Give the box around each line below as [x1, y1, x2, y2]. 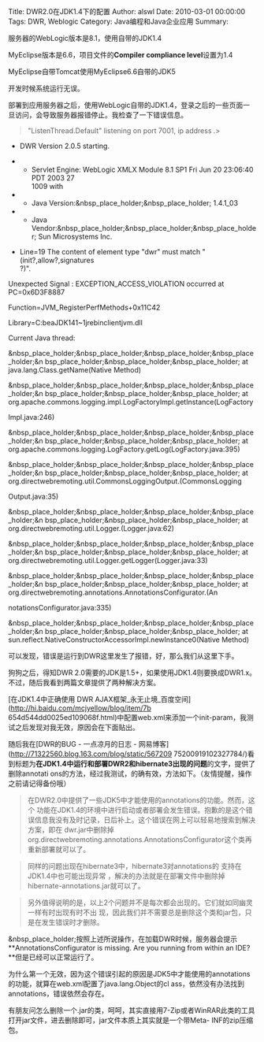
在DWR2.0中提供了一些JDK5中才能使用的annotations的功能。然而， [27, 795, 248, 805]
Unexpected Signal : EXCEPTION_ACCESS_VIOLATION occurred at [8, 279, 225, 288]
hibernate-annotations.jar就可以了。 [27, 881, 145, 890]
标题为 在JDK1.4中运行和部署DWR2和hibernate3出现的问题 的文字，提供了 [14, 759, 256, 768]
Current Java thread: [8, 333, 76, 343]
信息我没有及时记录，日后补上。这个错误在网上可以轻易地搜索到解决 [34, 815, 256, 825]
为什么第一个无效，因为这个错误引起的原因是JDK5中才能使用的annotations [8, 970, 251, 978]
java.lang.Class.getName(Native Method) [8, 365, 142, 374]
